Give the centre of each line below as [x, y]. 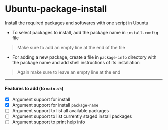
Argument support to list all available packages [61, 111]
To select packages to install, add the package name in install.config [85, 32]
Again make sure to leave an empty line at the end [69, 72]
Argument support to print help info [49, 122]
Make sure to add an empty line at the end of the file [71, 47]
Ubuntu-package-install [56, 9]
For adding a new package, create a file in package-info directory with [84, 57]
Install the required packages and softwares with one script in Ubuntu [77, 23]
